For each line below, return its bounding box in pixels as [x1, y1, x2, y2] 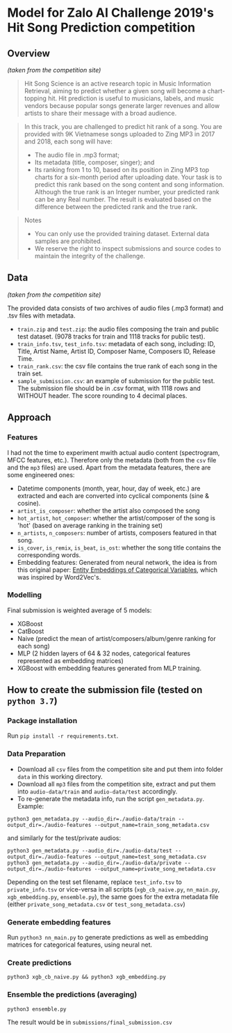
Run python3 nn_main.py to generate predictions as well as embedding [7, 933, 208, 942]
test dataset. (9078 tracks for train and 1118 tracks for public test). [17, 332, 206, 341]
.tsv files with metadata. [7, 311, 76, 320]
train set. [17, 369, 43, 378]
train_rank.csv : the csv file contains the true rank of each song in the [17, 362, 217, 370]
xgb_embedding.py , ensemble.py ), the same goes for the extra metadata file [7, 892, 219, 901]
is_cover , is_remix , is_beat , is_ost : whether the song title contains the [17, 543, 222, 552]
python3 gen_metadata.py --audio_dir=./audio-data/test [7, 847, 172, 854]
